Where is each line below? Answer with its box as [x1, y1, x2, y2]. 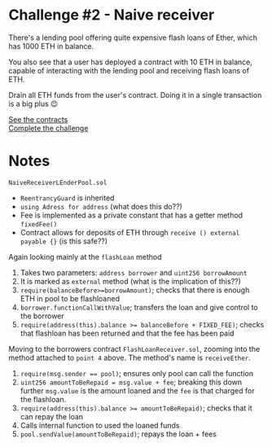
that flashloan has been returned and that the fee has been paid [20, 328, 235, 338]
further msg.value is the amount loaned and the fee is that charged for [20, 385, 255, 396]
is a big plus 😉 [8, 99, 59, 108]
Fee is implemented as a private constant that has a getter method [20, 210, 243, 220]
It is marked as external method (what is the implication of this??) [20, 276, 242, 286]
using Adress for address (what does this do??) [20, 201, 183, 211]
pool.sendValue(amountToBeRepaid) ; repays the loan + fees [20, 429, 217, 439]
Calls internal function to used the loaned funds [20, 420, 181, 430]
